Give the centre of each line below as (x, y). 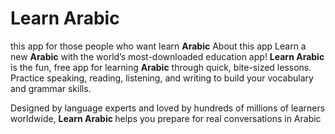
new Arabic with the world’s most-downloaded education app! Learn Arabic (167, 56)
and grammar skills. (51, 88)
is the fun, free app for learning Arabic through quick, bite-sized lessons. (161, 67)
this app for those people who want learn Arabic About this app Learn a (158, 46)
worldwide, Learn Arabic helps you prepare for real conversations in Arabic (166, 118)
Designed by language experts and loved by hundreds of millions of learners (168, 108)
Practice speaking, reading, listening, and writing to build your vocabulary (162, 78)
